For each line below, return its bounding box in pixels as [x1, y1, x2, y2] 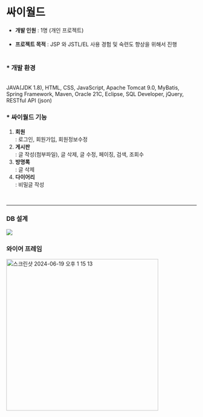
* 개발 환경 [6, 63, 36, 72]
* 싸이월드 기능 [6, 113, 47, 121]
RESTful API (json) [6, 97, 53, 104]
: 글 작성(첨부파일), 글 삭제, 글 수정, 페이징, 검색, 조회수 [14, 150, 144, 158]
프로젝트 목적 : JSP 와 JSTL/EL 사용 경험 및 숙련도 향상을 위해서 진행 [14, 40, 177, 48]
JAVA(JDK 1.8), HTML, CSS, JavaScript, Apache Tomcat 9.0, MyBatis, [6, 84, 180, 91]
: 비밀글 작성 [14, 180, 45, 188]
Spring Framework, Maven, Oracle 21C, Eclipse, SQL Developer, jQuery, [6, 91, 184, 98]
